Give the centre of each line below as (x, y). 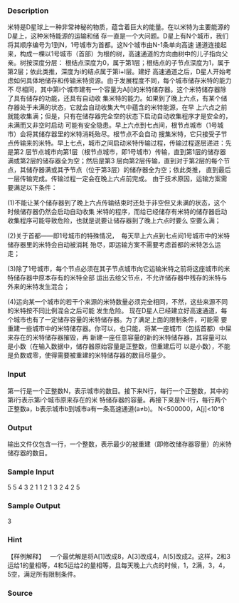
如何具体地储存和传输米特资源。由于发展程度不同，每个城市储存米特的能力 (122, 81)
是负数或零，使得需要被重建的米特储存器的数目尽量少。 (88, 355)
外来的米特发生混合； (38, 287)
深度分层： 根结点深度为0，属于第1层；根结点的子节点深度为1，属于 (131, 63)
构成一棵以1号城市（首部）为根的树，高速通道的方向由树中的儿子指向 (121, 54)
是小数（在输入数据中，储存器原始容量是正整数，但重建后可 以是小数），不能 (119, 346)
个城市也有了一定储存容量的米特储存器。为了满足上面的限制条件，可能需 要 (117, 320)
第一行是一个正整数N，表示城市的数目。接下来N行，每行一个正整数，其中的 (118, 390)
